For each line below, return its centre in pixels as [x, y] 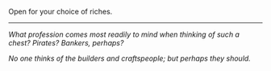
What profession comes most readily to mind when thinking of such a [124, 34]
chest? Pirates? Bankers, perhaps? [66, 43]
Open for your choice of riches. [60, 12]
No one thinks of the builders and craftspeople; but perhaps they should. [130, 58]
